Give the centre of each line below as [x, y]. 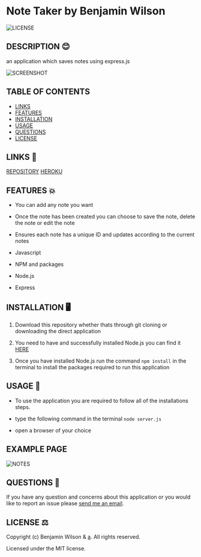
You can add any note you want [54, 205]
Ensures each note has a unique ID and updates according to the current [105, 235]
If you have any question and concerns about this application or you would [98, 497]
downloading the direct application [58, 331]
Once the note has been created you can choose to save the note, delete [105, 217]
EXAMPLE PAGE [37, 449]
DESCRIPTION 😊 [38, 47]
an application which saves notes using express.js [68, 61]
